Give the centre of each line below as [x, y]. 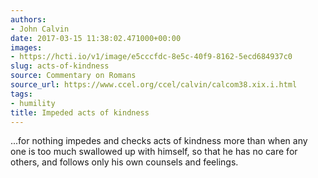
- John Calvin [40, 29]
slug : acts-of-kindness [60, 66]
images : [26, 47]
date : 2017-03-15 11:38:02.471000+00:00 [96, 38]
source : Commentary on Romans [73, 76]
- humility [33, 103]
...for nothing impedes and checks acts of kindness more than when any [159, 141]
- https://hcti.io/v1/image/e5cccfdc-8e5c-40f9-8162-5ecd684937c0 [151, 57]
